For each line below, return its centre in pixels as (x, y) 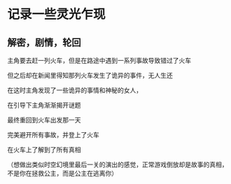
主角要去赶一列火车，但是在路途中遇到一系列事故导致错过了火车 (99, 61)
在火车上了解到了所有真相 (44, 150)
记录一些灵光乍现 (57, 14)
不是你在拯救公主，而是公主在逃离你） (62, 173)
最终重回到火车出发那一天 (44, 120)
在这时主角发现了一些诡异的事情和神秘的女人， (75, 90)
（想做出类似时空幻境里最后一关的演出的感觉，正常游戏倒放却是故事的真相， (118, 164)
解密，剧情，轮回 (44, 42)
